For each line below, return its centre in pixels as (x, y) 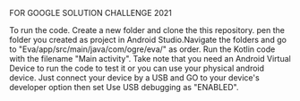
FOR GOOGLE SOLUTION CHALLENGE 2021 (90, 13)
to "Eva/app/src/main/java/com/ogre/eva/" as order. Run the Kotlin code (142, 49)
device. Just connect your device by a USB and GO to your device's (134, 78)
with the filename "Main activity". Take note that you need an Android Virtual (150, 59)
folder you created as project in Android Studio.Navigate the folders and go (148, 40)
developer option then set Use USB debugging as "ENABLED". (124, 87)
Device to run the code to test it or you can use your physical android (137, 68)
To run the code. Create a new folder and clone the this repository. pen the (147, 30)
